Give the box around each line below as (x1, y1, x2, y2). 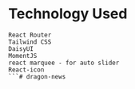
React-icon (8, 65, 45, 74)
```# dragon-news (8, 72, 66, 80)
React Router (8, 31, 52, 39)
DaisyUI (8, 44, 34, 52)
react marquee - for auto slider (8, 59, 120, 67)
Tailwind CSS (8, 37, 52, 46)
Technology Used (8, 5, 128, 23)
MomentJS (8, 52, 38, 60)
